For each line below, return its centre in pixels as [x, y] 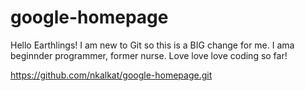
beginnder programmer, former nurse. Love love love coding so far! [149, 55]
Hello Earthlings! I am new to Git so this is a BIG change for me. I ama [152, 45]
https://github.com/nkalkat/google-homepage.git [111, 75]
